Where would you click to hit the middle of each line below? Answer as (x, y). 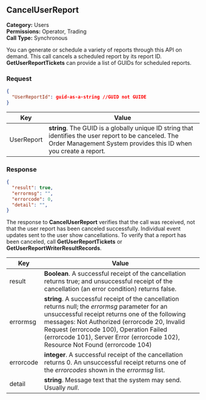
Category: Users (28, 25)
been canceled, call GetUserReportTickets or (64, 242)
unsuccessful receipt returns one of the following (115, 314)
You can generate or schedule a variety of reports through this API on (94, 50)
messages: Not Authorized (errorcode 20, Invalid (114, 322)
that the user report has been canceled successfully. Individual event (93, 228)
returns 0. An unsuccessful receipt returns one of (115, 363)
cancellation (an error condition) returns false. (110, 289)
